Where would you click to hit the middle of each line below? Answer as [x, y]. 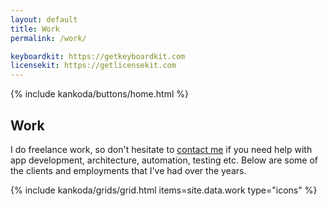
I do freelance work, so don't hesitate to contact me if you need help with [161, 149]
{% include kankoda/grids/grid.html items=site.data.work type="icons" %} [164, 190]
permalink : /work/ [48, 38]
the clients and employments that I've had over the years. [128, 170]
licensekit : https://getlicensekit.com [93, 66]
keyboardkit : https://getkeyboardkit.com [98, 56]
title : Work [35, 29]
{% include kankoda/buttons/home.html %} [99, 94]
